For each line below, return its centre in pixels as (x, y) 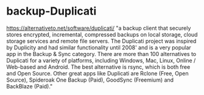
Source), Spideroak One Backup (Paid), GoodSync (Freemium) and (90, 80)
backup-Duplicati (51, 11)
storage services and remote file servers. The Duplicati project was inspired (101, 41)
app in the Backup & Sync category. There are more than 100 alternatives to (101, 54)
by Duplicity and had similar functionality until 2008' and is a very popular (99, 47)
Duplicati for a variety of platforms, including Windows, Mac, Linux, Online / (101, 60)
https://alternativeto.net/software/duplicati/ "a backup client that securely (99, 28)
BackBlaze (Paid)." (30, 86)
